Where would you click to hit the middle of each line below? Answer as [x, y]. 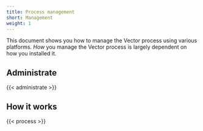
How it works [32, 106]
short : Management [30, 18]
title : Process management [41, 12]
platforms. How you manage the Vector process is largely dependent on [97, 47]
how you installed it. [31, 54]
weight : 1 [19, 23]
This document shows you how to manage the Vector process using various [102, 41]
